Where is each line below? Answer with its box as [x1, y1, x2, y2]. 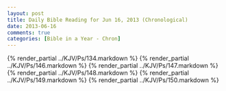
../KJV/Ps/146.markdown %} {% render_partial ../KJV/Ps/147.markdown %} [7, 62, 219, 70]
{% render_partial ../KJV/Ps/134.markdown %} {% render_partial [7, 54, 190, 62]
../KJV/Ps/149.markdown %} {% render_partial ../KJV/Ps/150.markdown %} [7, 76, 219, 84]
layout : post [7, 10, 45, 17]
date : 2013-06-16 [7, 23, 57, 29]
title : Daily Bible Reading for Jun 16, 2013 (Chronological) [7, 16, 188, 23]
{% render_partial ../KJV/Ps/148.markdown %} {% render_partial [7, 69, 190, 77]
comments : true [7, 29, 51, 36]
